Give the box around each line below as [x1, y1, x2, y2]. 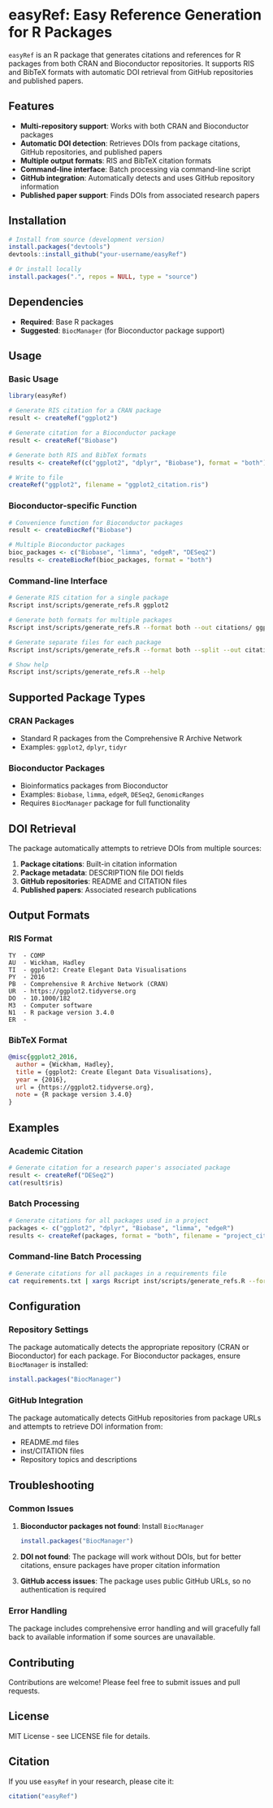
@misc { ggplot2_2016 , [8, 1053, 79, 1061]
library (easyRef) [8, 392, 67, 400]
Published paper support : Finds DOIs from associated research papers [19, 190, 260, 200]
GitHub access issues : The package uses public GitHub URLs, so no [19, 1576, 252, 1586]
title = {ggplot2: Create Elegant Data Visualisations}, [15, 1068, 213, 1076]
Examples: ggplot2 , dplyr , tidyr [19, 742, 128, 752]
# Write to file [8, 474, 63, 482]
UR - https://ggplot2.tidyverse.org [8, 987, 136, 995]
